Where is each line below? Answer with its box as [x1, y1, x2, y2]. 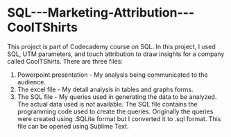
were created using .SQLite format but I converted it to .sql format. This [17, 114, 221, 122]
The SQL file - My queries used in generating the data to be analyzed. [17, 92, 217, 101]
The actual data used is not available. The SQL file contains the [17, 100, 198, 108]
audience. [17, 77, 46, 86]
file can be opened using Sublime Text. [17, 122, 129, 130]
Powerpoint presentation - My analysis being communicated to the [17, 71, 208, 79]
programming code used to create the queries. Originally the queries [17, 107, 214, 116]
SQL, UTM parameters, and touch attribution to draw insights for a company [7, 50, 225, 58]
